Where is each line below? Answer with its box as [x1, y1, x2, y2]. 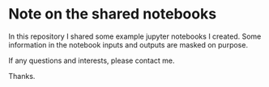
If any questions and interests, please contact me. [8, 56, 176, 65]
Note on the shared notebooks [8, 5, 217, 23]
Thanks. [8, 71, 36, 81]
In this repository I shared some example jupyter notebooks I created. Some [8, 31, 262, 41]
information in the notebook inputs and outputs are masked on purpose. [8, 39, 249, 49]
